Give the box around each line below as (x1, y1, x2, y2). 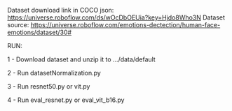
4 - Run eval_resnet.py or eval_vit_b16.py (7, 96, 125, 104)
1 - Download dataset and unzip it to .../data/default (7, 55, 156, 64)
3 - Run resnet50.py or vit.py (7, 82, 90, 90)
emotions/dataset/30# (7, 28, 72, 36)
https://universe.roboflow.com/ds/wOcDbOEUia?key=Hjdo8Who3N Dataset (7, 13, 226, 22)
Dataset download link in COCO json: (7, 6, 114, 14)
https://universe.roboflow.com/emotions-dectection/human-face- (30, 21, 221, 29)
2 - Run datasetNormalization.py (7, 69, 102, 77)
